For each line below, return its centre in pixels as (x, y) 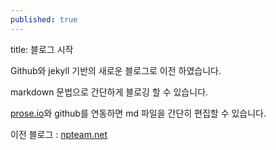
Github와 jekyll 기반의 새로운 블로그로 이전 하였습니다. (116, 70)
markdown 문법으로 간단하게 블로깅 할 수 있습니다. (109, 92)
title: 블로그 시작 (42, 49)
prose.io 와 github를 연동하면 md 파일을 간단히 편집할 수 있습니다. (138, 113)
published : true (44, 19)
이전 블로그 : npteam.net (59, 134)
